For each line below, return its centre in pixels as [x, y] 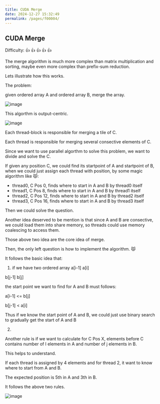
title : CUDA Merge [24, 9]
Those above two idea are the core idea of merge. [55, 240]
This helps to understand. [31, 353]
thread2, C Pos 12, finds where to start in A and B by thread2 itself [78, 196]
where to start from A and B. [33, 368]
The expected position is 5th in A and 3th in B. [51, 377]
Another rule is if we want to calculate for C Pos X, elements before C [74, 339]
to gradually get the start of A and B [41, 320]
